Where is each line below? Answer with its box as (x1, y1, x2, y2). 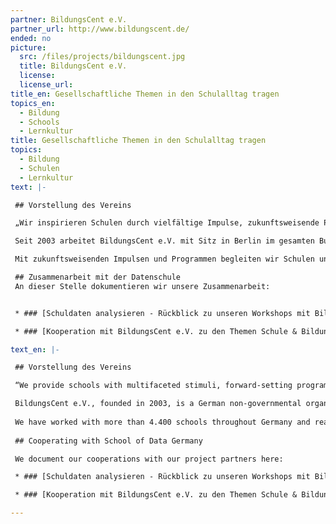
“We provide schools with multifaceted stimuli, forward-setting (14, 381, 293, 391)
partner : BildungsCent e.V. (10, 14, 128, 25)
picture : (10, 42, 47, 53)
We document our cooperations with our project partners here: (14, 454, 284, 464)
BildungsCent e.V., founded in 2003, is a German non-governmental (14, 399, 302, 409)
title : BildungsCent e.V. (19, 61, 128, 71)
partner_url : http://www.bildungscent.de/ (10, 24, 190, 34)
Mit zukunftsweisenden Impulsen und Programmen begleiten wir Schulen (14, 254, 315, 265)
